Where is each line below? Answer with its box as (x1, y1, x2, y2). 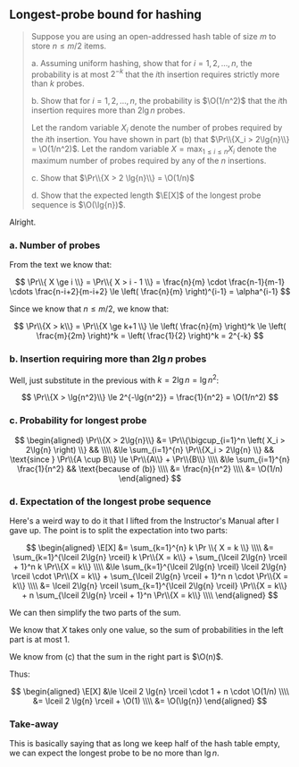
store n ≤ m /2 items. (30, 40, 107, 51)
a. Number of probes (9, 239, 101, 251)
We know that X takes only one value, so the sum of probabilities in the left (9, 624, 284, 635)
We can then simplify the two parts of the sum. (9, 607, 181, 618)
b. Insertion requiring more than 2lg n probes (9, 353, 207, 365)
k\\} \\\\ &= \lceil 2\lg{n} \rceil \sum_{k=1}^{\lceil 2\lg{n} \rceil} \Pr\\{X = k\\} (12, 580, 288, 591)
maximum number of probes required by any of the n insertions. (30, 156, 267, 166)
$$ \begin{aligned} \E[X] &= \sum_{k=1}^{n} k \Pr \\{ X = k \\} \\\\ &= (25, 541, 275, 553)
